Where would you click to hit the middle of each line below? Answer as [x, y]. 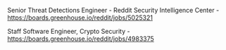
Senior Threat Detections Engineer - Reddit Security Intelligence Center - [113, 10]
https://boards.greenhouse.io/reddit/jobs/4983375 [81, 39]
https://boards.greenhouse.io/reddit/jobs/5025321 [80, 18]
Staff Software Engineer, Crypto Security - [69, 31]
